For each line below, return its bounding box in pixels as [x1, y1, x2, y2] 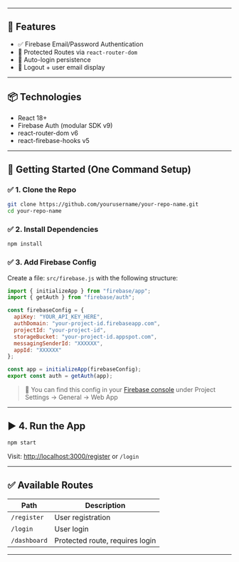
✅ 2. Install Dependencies [7, 224, 99, 234]
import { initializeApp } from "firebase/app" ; [7, 287, 152, 295]
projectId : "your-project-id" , [14, 327, 107, 334]
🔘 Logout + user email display [17, 63, 105, 71]
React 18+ [17, 113, 48, 122]
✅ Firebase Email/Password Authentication [17, 40, 144, 48]
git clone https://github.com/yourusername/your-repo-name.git [7, 201, 199, 208]
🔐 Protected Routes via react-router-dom [17, 48, 138, 56]
